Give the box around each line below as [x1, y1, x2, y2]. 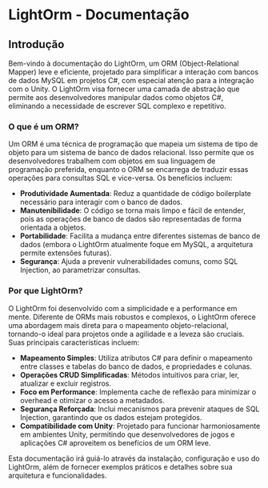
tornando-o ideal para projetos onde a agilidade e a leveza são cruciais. [8, 329, 245, 338]
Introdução [8, 38, 65, 51]
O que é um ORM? [8, 121, 79, 132]
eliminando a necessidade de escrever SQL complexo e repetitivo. [8, 102, 226, 110]
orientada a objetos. [19, 222, 86, 233]
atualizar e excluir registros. [19, 378, 112, 388]
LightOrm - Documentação [8, 6, 190, 24]
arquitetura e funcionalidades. [8, 470, 107, 480]
